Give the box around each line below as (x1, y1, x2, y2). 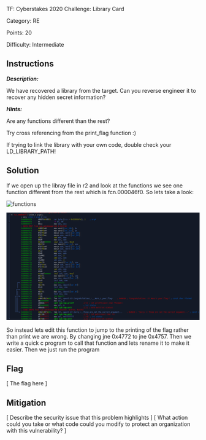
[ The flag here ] (6, 380, 48, 387)
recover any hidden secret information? (6, 93, 106, 101)
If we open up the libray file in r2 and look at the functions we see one (6, 181, 183, 189)
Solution (6, 165, 39, 176)
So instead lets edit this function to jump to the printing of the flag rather (6, 326, 189, 334)
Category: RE (6, 17, 40, 24)
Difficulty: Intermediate (6, 41, 64, 48)
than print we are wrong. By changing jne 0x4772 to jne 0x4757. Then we (6, 332, 192, 340)
